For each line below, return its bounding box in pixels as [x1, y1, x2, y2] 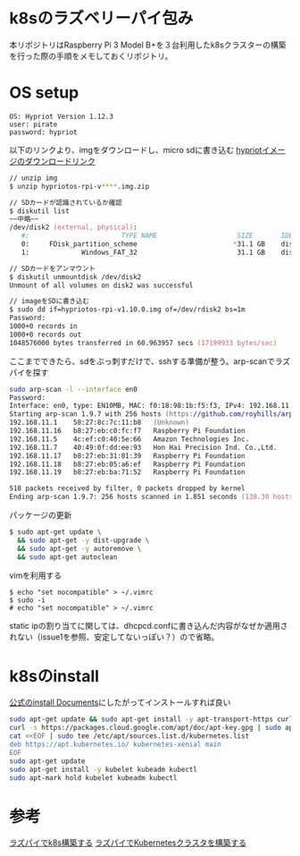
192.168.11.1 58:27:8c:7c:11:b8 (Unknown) [9, 418, 190, 428]
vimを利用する [9, 570, 62, 581]
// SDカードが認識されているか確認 [9, 198, 122, 207]
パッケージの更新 [9, 510, 72, 520]
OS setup [9, 82, 79, 103]
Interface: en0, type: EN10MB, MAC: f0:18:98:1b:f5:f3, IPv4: [9, 402, 246, 411]
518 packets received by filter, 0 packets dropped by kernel [9, 484, 246, 493]
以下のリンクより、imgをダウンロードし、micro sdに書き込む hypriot [9, 144, 262, 155]
